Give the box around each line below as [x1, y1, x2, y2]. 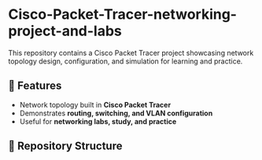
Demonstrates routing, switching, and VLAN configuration [19, 108, 213, 118]
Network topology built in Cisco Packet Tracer [19, 100, 172, 109]
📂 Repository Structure [8, 140, 123, 153]
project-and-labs [8, 22, 122, 40]
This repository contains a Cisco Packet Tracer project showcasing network [8, 48, 254, 57]
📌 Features [8, 79, 62, 93]
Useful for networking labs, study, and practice [19, 116, 177, 126]
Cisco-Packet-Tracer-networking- [8, 5, 238, 24]
